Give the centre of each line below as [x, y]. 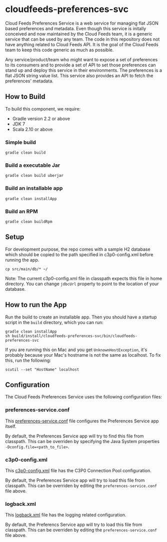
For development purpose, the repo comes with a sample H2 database [78, 249]
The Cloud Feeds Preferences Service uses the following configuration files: [84, 397]
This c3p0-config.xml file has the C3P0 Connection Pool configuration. [78, 470]
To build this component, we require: [43, 109]
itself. [11, 426]
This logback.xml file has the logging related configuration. [66, 515]
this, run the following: [28, 360]
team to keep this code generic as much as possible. [59, 50]
